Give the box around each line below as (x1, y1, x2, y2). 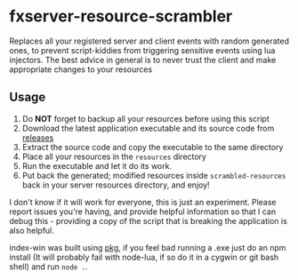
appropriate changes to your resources (9, 64, 153, 75)
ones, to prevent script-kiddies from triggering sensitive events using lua (9, 44, 276, 55)
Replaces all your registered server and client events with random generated (9, 36, 289, 46)
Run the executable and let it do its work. (21, 160, 172, 171)
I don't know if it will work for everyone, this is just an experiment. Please (9, 196, 277, 207)
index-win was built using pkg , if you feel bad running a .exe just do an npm (9, 242, 286, 252)
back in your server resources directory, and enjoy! (21, 180, 211, 190)
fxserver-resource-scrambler (9, 6, 233, 27)
